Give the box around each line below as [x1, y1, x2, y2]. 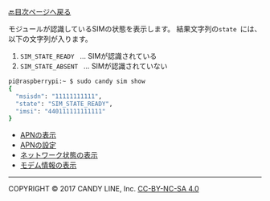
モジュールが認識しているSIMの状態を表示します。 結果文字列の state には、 [8, 24, 262, 34]
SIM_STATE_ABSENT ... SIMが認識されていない [19, 61, 168, 71]
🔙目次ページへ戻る [8, 7, 72, 16]
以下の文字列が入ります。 [8, 35, 92, 43]
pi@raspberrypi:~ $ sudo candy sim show [8, 77, 146, 85]
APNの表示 [19, 130, 56, 140]
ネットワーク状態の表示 [19, 150, 98, 160]
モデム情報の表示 [19, 160, 77, 170]
